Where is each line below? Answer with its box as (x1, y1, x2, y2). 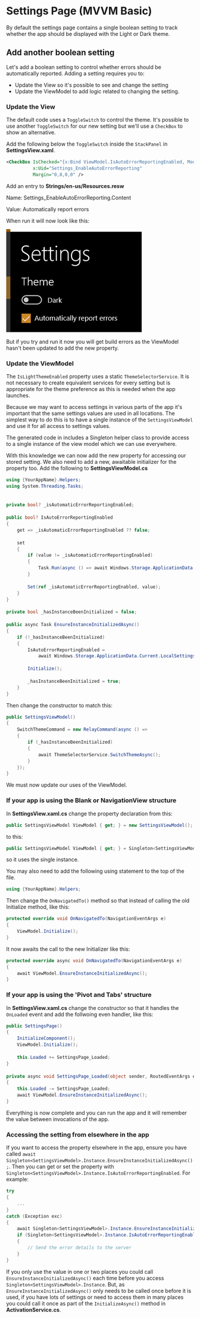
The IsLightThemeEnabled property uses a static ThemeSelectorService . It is (6, 372, 189, 380)
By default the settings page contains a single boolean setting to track (6, 24, 178, 31)
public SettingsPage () (6, 1023, 62, 1029)
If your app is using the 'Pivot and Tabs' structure (6, 991, 152, 999)
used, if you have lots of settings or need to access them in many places (6, 1294, 184, 1301)
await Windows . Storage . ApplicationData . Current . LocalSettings (37, 653, 196, 659)
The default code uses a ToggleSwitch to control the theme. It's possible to (6, 116, 189, 124)
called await (6, 1150, 36, 1157)
